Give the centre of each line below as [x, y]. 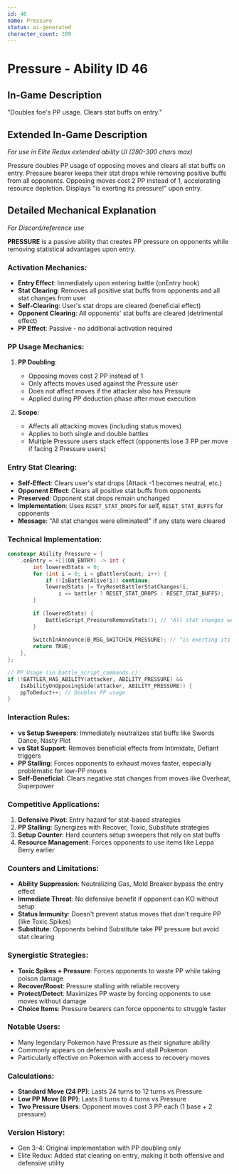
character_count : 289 [39, 34]
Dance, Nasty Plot [44, 740]
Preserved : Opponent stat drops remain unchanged [94, 498]
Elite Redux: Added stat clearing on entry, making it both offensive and [121, 1156]
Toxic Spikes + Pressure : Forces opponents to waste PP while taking [119, 971]
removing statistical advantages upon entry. [72, 249]
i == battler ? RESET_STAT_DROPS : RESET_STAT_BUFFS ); [141, 594]
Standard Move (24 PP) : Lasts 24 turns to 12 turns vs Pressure [110, 1091]
